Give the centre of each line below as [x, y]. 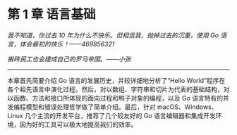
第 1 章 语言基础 [51, 14]
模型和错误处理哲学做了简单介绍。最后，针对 [91, 107]
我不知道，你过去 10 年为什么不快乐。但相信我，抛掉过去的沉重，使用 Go [113, 35]
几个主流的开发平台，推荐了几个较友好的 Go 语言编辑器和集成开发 [120, 115]
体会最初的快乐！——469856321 [67, 44]
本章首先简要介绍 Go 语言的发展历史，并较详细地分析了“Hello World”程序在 [116, 80]
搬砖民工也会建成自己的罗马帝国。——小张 [69, 59]
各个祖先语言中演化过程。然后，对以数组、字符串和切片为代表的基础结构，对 [119, 89]
